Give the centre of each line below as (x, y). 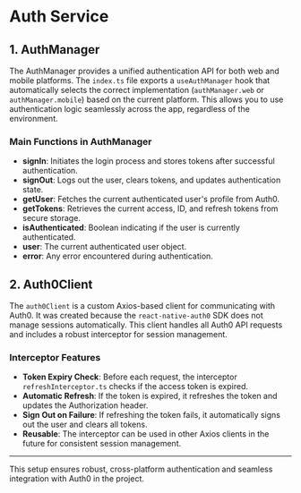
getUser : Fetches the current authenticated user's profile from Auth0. (151, 200)
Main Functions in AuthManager (81, 141)
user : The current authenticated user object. (104, 247)
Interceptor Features (55, 358)
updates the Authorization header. (85, 405)
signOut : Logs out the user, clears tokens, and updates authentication (151, 180)
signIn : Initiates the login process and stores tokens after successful (148, 161)
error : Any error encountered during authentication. (117, 256)
